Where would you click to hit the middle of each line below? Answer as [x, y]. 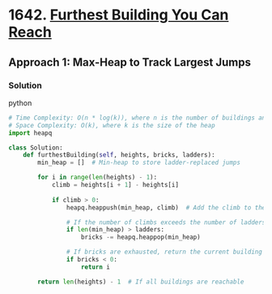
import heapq [30, 133]
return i [96, 267]
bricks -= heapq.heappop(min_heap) [140, 237]
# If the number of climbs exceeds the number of [151, 222]
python [20, 102]
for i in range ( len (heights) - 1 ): [98, 177]
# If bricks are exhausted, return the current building [164, 252]
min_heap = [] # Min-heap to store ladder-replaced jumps [139, 163]
